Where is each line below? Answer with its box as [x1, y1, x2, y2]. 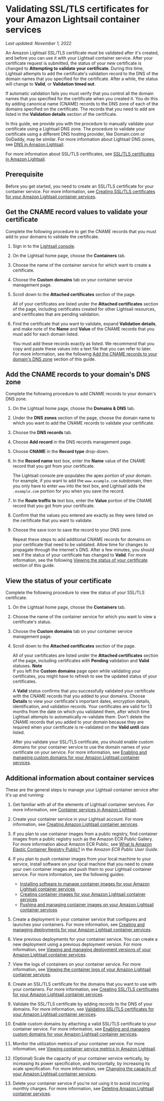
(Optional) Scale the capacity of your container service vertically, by [12, 1056, 150, 1061]
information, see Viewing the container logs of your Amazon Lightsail [12, 967, 151, 972]
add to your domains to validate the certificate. [5, 234, 99, 239]
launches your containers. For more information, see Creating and [12, 922, 145, 927]
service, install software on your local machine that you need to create [12, 861, 154, 867]
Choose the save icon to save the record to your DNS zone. [12, 527, 132, 533]
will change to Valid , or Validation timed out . [5, 81, 96, 86]
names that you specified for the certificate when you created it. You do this [5, 95, 158, 101]
